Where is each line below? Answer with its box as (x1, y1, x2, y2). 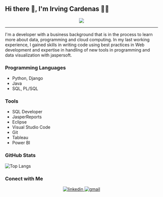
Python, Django (12, 75, 43, 81)
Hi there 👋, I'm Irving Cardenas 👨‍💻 (5, 5, 109, 13)
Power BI (12, 140, 31, 146)
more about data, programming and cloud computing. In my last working (5, 36, 150, 42)
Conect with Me (5, 175, 43, 182)
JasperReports (12, 114, 42, 120)
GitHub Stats (5, 152, 36, 159)
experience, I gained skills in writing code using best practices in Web (5, 42, 145, 48)
